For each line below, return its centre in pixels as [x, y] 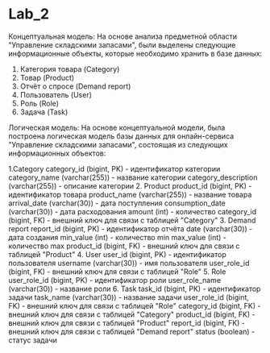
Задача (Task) [44, 112]
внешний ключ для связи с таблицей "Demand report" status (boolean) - [132, 331]
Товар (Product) [47, 77]
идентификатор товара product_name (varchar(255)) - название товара [130, 194]
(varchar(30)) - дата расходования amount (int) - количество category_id [133, 211]
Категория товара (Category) [70, 69]
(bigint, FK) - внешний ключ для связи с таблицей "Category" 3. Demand [132, 220]
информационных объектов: [57, 153]
